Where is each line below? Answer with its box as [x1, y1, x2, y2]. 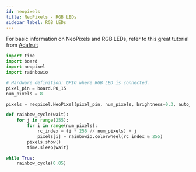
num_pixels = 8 [6, 91, 43, 97]
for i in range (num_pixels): [27, 123, 98, 129]
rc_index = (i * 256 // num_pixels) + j [37, 128, 137, 134]
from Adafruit [6, 42, 38, 49]
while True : [6, 155, 35, 161]
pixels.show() [27, 139, 61, 145]
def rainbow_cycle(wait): [6, 112, 69, 118]
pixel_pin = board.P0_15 [6, 85, 66, 91]
